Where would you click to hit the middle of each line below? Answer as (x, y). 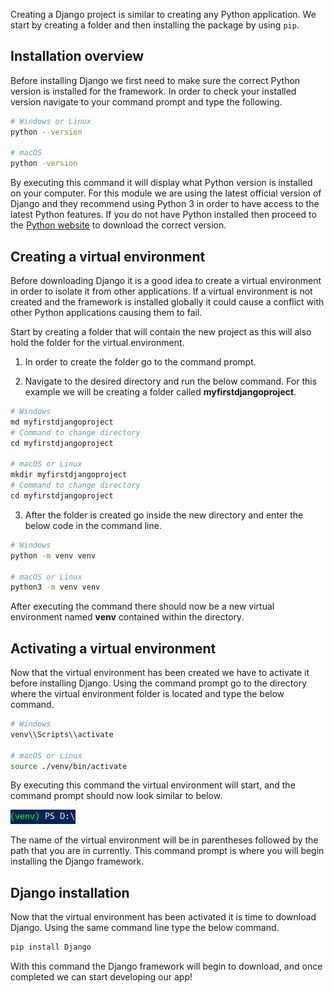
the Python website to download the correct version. (118, 225)
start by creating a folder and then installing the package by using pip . (155, 25)
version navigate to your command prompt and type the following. (146, 101)
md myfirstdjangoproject (62, 422)
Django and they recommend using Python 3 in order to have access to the (165, 204)
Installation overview (77, 56)
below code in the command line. (93, 525)
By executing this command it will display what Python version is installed (161, 183)
